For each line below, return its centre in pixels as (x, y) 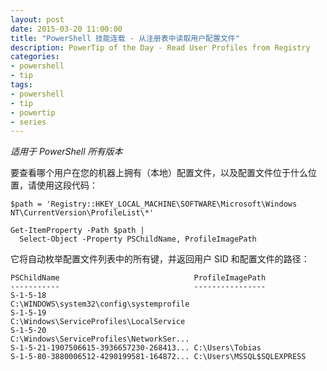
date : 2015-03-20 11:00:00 (66, 29)
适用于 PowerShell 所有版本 (66, 152)
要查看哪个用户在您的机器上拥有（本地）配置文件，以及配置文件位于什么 (159, 173)
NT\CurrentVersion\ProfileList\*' (82, 213)
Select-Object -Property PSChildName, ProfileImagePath (138, 239)
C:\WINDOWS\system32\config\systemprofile (100, 304)
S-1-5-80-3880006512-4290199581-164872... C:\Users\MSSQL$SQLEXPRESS (158, 357)
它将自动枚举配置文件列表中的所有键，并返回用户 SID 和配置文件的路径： (160, 259)
